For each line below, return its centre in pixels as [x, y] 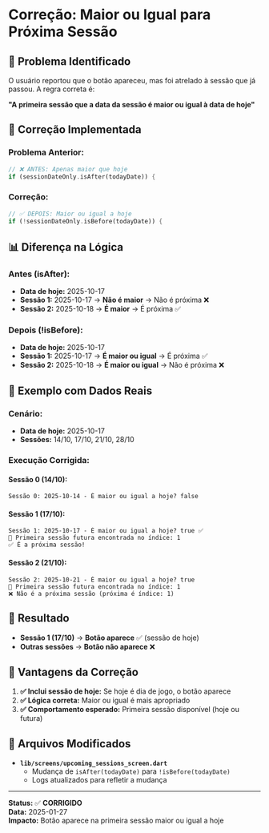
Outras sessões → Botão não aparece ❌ [87, 646]
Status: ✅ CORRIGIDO [45, 803]
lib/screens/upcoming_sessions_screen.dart [94, 764]
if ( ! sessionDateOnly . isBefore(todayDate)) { [85, 221]
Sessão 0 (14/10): [38, 479]
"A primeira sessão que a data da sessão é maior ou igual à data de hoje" [132, 105]
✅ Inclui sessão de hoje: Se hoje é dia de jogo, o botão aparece [125, 691]
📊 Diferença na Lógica [66, 247]
